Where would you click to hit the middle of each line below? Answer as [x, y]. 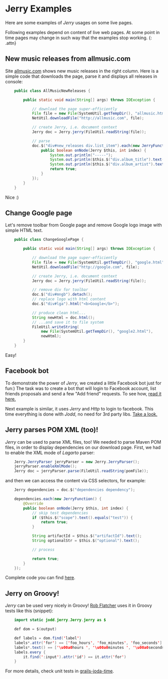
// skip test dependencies [60, 513]
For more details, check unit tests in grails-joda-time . [59, 671]
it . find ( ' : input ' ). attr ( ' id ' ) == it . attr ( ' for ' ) [75, 657]
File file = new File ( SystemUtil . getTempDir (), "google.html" [98, 262]
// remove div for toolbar [60, 290]
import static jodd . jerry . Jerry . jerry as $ [60, 620]
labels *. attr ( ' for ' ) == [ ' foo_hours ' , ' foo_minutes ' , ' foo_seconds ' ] [88, 643]
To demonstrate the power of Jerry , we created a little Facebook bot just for [83, 383]
